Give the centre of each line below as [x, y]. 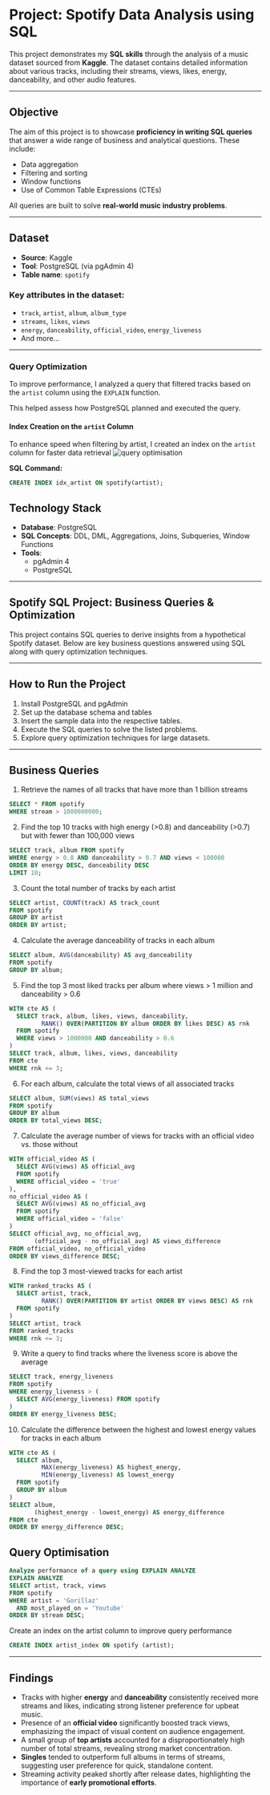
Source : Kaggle [46, 257]
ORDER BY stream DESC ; [47, 1615]
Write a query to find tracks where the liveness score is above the [129, 1354]
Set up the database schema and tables [86, 712]
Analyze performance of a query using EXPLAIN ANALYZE [103, 1571]
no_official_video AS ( [49, 1197]
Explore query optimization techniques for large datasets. [115, 737]
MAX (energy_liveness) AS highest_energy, [111, 1468]
